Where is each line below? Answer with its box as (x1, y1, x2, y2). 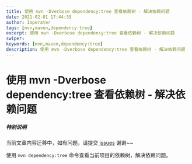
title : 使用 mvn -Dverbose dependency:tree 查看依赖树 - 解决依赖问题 (6, 8, 170, 15)
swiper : (6, 36, 25, 41)
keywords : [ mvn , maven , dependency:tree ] (6, 41, 103, 47)
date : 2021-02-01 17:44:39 (6, 14, 72, 20)
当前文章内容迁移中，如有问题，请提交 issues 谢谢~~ (6, 139, 134, 146)
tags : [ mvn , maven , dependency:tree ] (6, 25, 93, 31)
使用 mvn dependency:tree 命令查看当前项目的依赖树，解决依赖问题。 (6, 151, 171, 158)
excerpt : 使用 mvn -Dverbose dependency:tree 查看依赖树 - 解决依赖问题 (6, 30, 175, 36)
